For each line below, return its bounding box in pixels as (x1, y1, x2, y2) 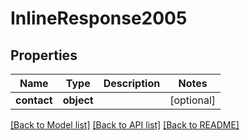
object (62, 93, 94, 107)
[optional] (169, 93, 217, 107)
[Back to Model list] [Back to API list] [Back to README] (10, 119, 240, 131)
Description (103, 77, 161, 90)
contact (15, 93, 53, 107)
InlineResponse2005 (10, 7, 188, 30)
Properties (10, 47, 78, 64)
